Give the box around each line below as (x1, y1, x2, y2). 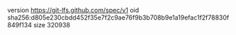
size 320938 (33, 21, 71, 29)
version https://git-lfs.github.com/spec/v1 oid (7, 6, 140, 14)
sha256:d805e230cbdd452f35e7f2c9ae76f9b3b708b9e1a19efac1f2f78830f (7, 13, 230, 22)
